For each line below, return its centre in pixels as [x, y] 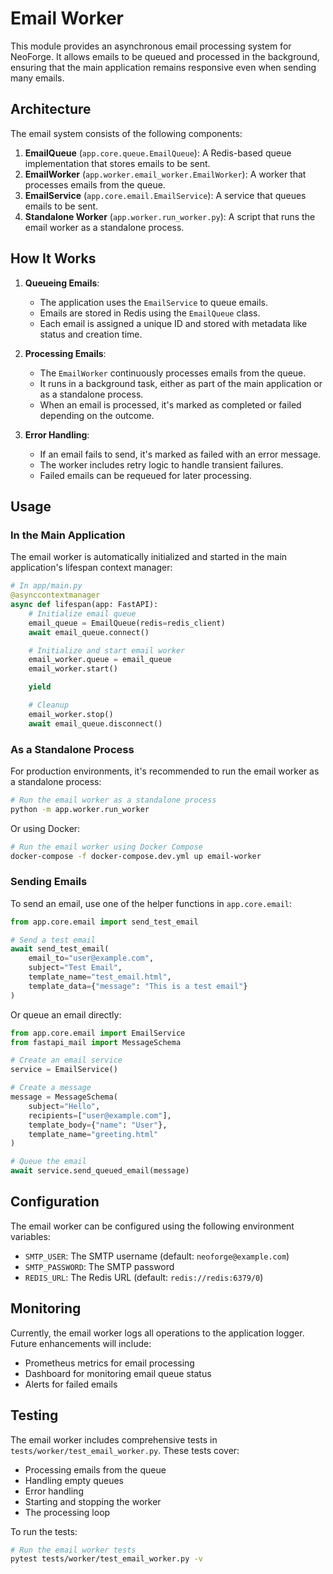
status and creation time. [91, 334]
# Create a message [51, 1088]
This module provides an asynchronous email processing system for [151, 46]
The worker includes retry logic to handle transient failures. [161, 464]
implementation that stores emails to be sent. [117, 163]
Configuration [55, 1202]
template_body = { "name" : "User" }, [98, 1125]
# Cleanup [49, 705]
